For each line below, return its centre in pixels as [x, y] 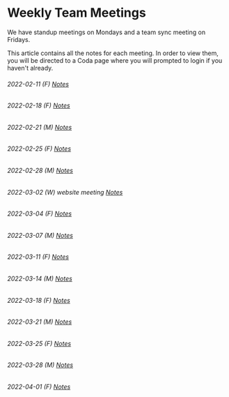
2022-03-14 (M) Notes [40, 279]
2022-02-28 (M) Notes [40, 170]
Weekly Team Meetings [77, 13]
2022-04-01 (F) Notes [39, 387]
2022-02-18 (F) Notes [39, 105]
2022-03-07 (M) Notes [40, 235]
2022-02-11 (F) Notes [38, 84]
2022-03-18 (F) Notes [39, 300]
